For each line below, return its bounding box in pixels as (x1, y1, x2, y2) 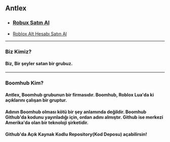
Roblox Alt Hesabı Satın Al (12, 30, 67, 37)
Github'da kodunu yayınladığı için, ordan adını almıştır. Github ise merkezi (5, 114, 163, 120)
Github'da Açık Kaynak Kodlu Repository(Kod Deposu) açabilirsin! (5, 131, 147, 137)
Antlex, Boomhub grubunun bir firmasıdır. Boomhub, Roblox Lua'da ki (5, 92, 154, 98)
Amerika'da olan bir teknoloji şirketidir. (5, 119, 89, 125)
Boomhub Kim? (5, 79, 44, 86)
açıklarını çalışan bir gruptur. (5, 97, 67, 103)
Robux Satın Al (12, 19, 50, 26)
